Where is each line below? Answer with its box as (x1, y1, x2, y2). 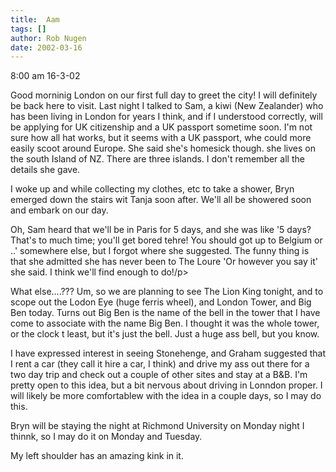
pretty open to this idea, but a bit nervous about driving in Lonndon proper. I (10, 379, 323, 391)
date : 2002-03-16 (10, 42, 83, 53)
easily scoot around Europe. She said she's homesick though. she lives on (10, 142, 316, 155)
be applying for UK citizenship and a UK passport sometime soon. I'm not (10, 121, 313, 133)
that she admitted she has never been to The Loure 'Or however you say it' (10, 256, 318, 268)
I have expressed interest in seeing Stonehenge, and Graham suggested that (10, 347, 326, 360)
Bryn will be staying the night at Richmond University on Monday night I (10, 420, 305, 432)
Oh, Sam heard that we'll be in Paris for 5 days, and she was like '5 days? (10, 224, 312, 236)
